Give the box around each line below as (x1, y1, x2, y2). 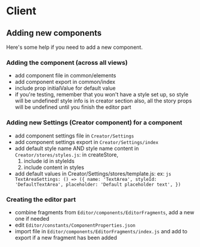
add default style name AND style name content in (14, 145, 139, 152)
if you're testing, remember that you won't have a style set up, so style (14, 91, 189, 98)
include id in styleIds (23, 157, 75, 164)
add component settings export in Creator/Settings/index (14, 138, 159, 145)
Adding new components (6, 28, 102, 38)
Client (6, 4, 37, 18)
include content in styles (23, 164, 85, 171)
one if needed (14, 215, 50, 222)
